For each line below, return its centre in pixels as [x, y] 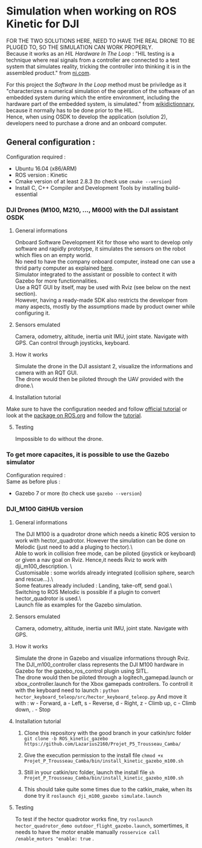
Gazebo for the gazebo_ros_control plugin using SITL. [82, 671]
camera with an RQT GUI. [46, 373]
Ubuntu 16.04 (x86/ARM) [46, 168]
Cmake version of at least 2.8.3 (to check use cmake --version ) [93, 181]
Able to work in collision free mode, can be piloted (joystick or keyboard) [105, 553]
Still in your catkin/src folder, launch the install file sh [89, 772]
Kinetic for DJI [43, 24]
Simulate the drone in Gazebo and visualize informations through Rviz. [102, 658]
